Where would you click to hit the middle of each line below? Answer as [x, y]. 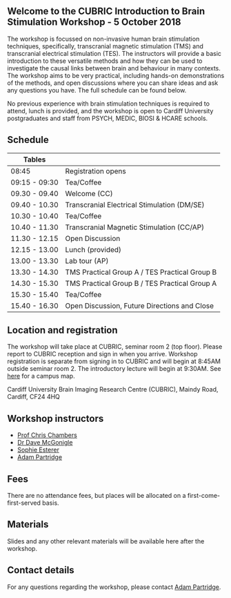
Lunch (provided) [93, 249]
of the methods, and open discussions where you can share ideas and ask [113, 83]
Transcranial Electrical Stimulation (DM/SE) [135, 204]
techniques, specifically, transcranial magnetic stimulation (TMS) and [105, 46]
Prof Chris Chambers [47, 435]
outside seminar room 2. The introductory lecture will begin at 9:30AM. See [114, 369]
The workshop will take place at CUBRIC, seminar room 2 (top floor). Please [115, 347]
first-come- [204, 496]
